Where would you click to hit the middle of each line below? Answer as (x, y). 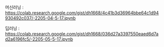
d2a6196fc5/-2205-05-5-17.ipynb (39, 39)
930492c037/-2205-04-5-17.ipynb (40, 18)
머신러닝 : (14, 7)
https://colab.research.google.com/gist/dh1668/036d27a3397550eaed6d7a (82, 34)
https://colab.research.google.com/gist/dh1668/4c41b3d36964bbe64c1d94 (82, 13)
